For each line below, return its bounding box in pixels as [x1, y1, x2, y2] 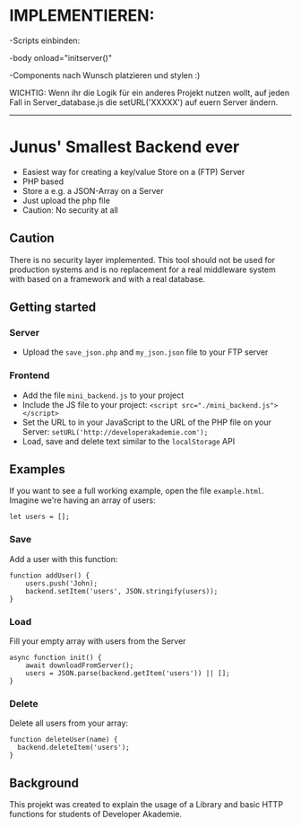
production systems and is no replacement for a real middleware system [9, 264, 276, 275]
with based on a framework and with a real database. [9, 273, 206, 284]
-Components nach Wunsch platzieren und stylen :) [9, 69, 201, 81]
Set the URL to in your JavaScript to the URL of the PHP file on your [21, 417, 271, 427]
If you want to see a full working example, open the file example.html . [9, 486, 264, 497]
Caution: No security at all [21, 204, 118, 216]
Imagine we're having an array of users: [9, 495, 156, 506]
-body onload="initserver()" [9, 52, 112, 63]
